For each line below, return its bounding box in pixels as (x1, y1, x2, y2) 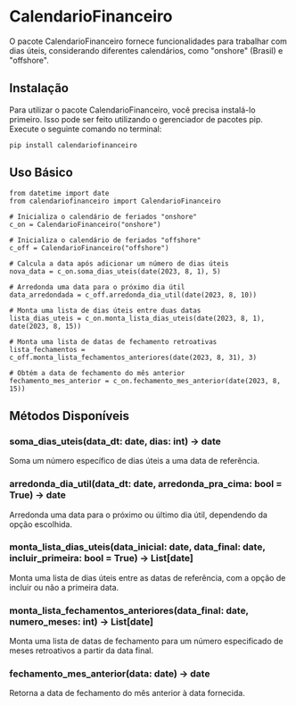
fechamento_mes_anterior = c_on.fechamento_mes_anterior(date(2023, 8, (9, 376, 281, 385)
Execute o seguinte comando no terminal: (9, 123, 162, 134)
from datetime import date (9, 189, 110, 197)
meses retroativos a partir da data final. (9, 645, 154, 656)
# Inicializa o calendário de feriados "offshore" (9, 235, 201, 245)
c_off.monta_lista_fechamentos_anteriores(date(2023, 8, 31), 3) (9, 353, 257, 362)
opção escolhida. (9, 518, 73, 529)
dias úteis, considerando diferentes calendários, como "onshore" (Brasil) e (9, 45, 284, 55)
